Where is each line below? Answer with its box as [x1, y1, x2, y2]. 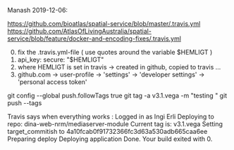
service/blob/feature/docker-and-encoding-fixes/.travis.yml [7, 34, 182, 43]
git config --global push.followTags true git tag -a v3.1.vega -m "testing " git [7, 91, 228, 100]
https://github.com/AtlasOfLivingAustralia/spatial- [7, 27, 152, 35]
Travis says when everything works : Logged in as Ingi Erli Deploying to [7, 112, 215, 121]
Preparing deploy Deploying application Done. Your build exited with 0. [7, 135, 213, 143]
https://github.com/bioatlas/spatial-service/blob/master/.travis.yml [7, 20, 201, 27]
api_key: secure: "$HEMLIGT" [17, 55, 104, 64]
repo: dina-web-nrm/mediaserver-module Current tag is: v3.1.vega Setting [7, 120, 223, 128]
